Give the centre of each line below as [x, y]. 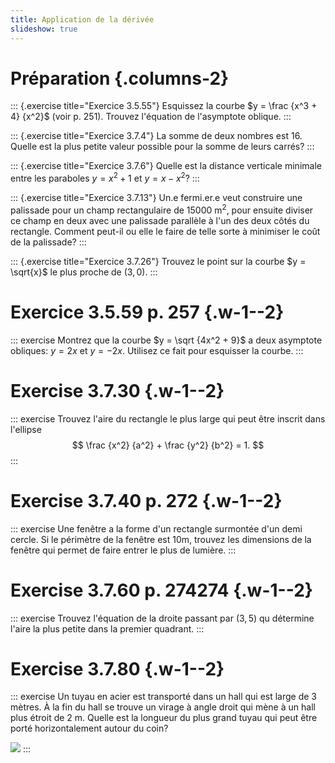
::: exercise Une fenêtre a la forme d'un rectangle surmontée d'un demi [156, 528]
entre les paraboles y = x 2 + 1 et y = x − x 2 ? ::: [105, 178]
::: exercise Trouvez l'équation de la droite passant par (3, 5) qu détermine [162, 618]
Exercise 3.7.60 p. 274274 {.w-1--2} [161, 590]
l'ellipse [26, 429]
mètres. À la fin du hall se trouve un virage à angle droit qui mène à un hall [163, 707]
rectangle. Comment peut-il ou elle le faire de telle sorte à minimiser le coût [165, 231]
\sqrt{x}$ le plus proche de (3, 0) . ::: [84, 272]
